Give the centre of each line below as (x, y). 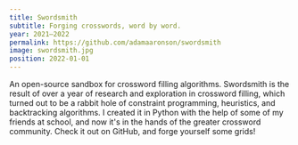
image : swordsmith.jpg (51, 51)
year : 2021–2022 (39, 34)
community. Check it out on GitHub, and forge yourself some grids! (132, 131)
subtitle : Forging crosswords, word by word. (95, 26)
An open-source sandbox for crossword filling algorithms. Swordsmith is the (149, 84)
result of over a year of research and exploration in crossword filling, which (147, 93)
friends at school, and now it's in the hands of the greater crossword (135, 122)
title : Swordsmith (43, 17)
